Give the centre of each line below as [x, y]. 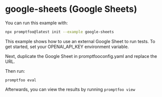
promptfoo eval [21, 80]
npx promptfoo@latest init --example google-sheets [59, 32]
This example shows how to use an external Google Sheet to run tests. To [80, 41]
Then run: [15, 71]
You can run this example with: [36, 23]
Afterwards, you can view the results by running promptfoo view [70, 89]
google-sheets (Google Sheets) [71, 9]
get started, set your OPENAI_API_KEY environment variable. [67, 47]
